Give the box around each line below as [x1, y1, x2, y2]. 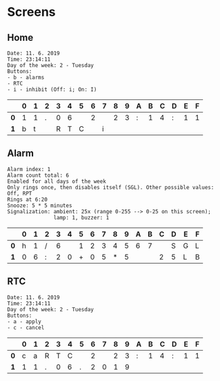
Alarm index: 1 [7, 166, 51, 173]
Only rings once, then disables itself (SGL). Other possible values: [7, 184, 214, 190]
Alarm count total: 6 [7, 172, 70, 179]
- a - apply [7, 318, 41, 325]
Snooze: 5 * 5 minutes [7, 202, 72, 209]
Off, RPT [7, 190, 32, 197]
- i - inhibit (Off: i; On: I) [7, 86, 97, 93]
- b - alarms [7, 74, 45, 81]
